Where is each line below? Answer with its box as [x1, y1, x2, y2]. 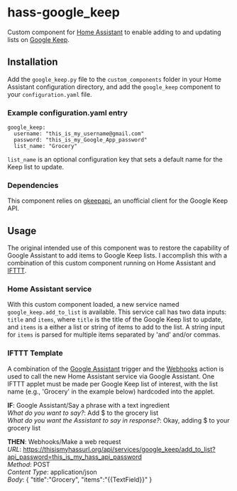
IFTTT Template [7, 348, 63, 358]
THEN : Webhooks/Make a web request [7, 437, 121, 445]
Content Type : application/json [7, 468, 97, 476]
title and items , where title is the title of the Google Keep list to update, [7, 315, 224, 324]
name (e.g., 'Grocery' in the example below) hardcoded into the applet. [7, 387, 215, 396]
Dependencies [7, 180, 59, 190]
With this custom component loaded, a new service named [7, 300, 180, 309]
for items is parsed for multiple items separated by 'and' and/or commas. [7, 330, 221, 339]
